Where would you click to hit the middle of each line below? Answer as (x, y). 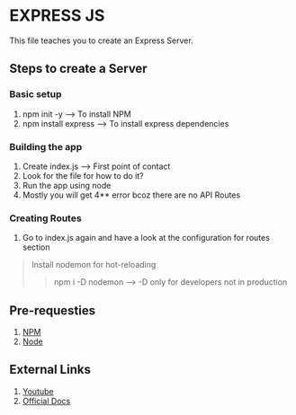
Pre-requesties (53, 310)
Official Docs (46, 401)
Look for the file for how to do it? (83, 175)
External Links (50, 370)
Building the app (46, 146)
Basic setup (36, 94)
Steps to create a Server (78, 69)
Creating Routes (46, 218)
